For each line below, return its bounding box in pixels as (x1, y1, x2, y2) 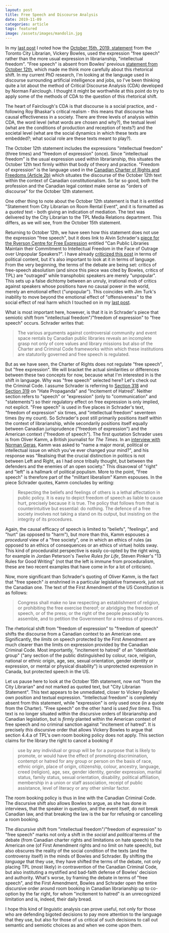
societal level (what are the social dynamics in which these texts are (5, 130, 147, 136)
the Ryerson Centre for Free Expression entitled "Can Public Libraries (5, 240, 149, 246)
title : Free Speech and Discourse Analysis (5, 12, 98, 17)
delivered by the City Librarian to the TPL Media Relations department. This (5, 214, 162, 220)
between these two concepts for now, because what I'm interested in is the (5, 372, 161, 378)
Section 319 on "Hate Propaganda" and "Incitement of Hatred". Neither (5, 388, 152, 394)
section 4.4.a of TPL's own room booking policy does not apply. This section (5, 732, 164, 738)
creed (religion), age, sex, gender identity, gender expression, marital (17, 769, 162, 775)
